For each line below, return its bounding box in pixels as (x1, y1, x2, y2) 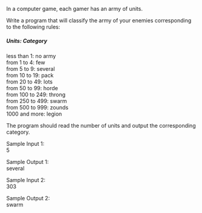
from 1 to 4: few (6, 59, 45, 66)
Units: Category (6, 37, 47, 44)
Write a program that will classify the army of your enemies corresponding (6, 17, 192, 24)
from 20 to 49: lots (6, 78, 53, 85)
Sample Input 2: (6, 176, 46, 183)
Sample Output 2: (6, 194, 50, 202)
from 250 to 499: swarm (6, 97, 68, 105)
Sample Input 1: (6, 140, 45, 147)
